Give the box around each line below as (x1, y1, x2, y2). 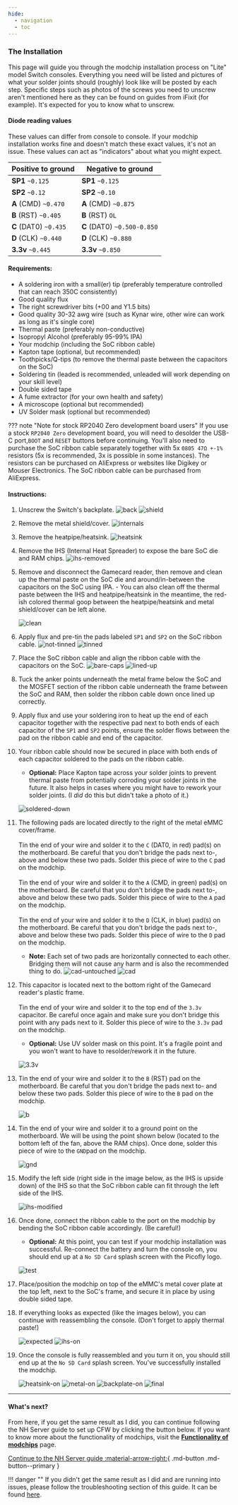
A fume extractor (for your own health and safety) (18, 392, 163, 401)
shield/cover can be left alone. (18, 605, 107, 614)
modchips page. (8, 1441, 56, 1449)
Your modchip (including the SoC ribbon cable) (18, 340, 155, 349)
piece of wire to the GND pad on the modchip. (18, 1146, 147, 1155)
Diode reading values (8, 116, 72, 125)
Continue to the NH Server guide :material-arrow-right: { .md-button (8, 1454, 205, 1463)
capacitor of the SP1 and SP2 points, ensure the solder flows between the (18, 726, 230, 735)
